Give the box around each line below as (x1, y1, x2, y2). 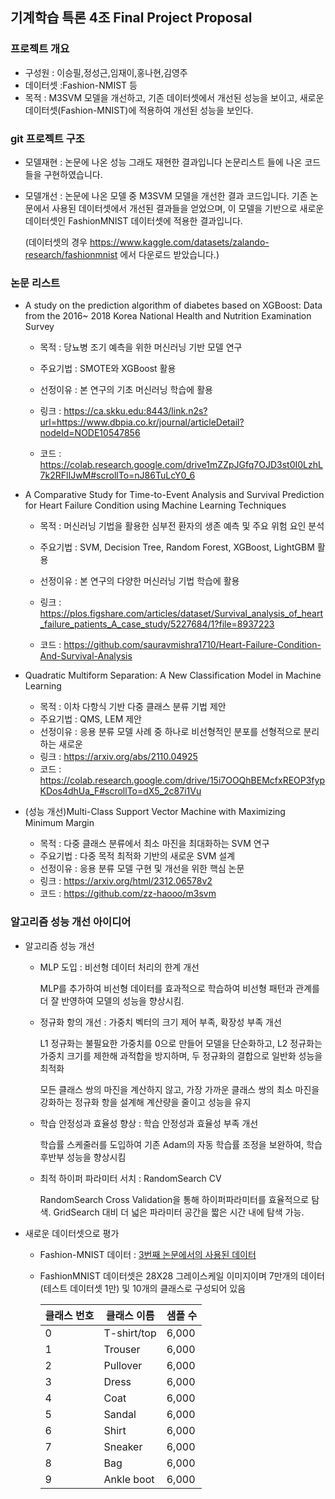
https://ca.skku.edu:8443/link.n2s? (63, 405, 208, 417)
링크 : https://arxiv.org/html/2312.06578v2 (39, 875, 213, 887)
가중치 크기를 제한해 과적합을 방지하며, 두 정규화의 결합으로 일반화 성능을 (39, 1049, 323, 1062)
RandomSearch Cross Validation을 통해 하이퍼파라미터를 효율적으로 (39, 1193, 310, 1205)
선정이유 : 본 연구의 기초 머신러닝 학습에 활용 (39, 384, 213, 396)
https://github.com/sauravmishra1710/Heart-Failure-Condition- (63, 639, 322, 651)
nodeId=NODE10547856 (39, 427, 141, 439)
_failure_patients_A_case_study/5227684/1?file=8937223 (39, 618, 275, 630)
